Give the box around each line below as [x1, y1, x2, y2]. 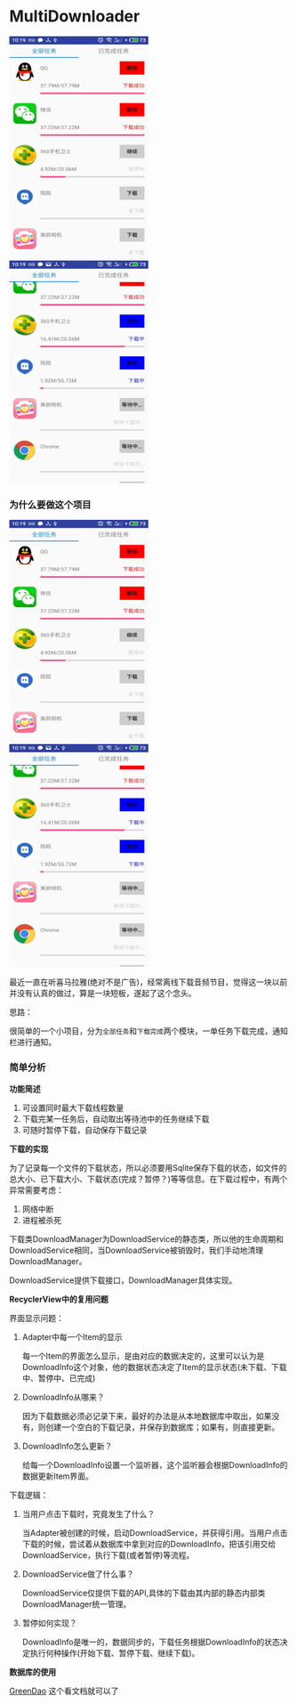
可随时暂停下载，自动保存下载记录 [21, 1124, 148, 1135]
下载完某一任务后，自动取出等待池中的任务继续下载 [21, 1113, 210, 1124]
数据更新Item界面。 [21, 1471, 93, 1481]
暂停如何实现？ [21, 1618, 77, 1628]
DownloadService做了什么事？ [21, 1569, 135, 1579]
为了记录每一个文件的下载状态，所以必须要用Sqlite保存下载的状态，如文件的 [9, 1162, 287, 1173]
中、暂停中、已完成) [21, 1373, 96, 1383]
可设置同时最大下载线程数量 [21, 1102, 124, 1113]
